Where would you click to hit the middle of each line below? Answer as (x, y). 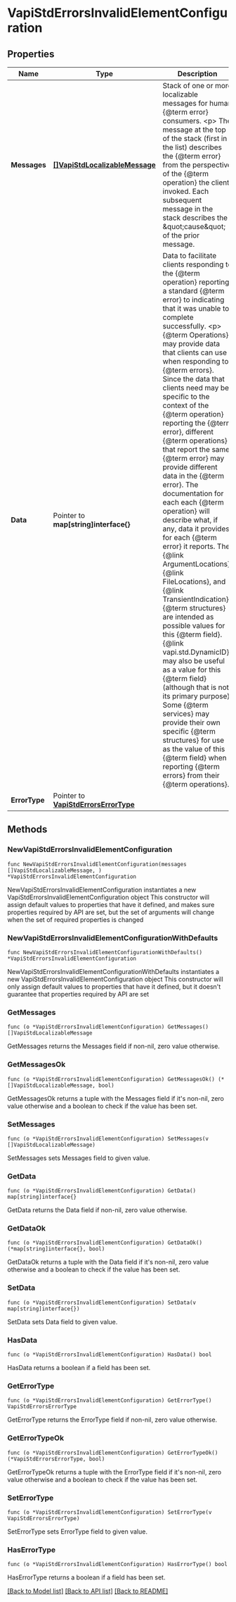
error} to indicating (194, 300)
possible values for (194, 626)
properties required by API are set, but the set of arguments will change (111, 912)
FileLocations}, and (194, 581)
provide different (190, 467)
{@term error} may (194, 458)
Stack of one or (188, 86)
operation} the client (196, 183)
